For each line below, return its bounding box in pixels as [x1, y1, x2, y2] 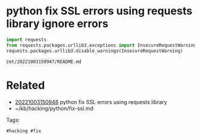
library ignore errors [6, 17, 109, 31]
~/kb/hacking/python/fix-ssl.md [14, 105, 94, 112]
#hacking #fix [6, 127, 42, 134]
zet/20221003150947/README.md [6, 59, 82, 65]
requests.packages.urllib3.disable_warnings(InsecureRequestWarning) [6, 48, 184, 54]
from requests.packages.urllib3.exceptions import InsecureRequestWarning [6, 42, 197, 48]
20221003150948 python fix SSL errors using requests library [14, 98, 167, 105]
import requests [6, 36, 47, 42]
